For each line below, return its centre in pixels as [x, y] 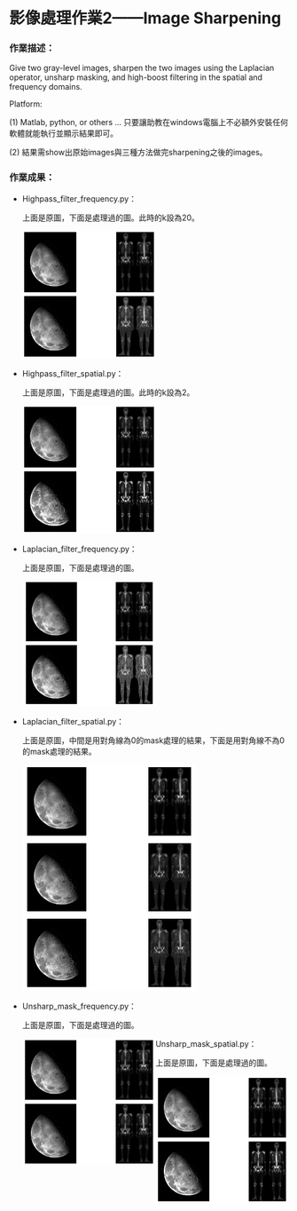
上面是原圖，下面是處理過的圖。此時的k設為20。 [110, 218]
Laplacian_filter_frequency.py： [79, 549]
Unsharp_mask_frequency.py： [79, 1006]
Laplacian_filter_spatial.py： [73, 721]
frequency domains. [46, 87]
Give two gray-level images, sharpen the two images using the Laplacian [142, 68]
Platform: [26, 104]
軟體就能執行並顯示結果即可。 [63, 133]
